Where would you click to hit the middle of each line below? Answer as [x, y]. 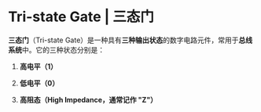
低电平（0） [39, 83]
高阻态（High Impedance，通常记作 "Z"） [88, 99]
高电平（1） [38, 66]
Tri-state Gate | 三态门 [81, 17]
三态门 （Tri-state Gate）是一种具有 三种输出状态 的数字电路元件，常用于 [123, 40]
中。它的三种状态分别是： [63, 49]
